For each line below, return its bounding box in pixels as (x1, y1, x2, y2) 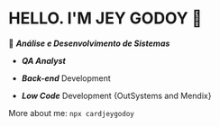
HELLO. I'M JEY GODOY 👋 (8, 8, 203, 29)
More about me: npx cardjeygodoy (8, 107, 134, 118)
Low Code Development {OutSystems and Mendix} (21, 90, 212, 101)
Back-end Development (21, 72, 112, 84)
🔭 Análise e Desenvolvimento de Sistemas (8, 38, 170, 49)
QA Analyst (21, 55, 67, 66)
